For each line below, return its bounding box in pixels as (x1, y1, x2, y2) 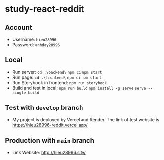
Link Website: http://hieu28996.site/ (12, 150, 86, 156)
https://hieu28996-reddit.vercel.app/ (12, 122, 88, 128)
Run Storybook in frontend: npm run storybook (12, 79, 107, 85)
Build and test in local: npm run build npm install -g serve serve (12, 85, 146, 91)
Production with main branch (5, 136, 94, 145)
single (12, 90, 26, 95)
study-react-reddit (5, 3, 84, 15)
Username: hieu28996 (12, 36, 57, 42)
